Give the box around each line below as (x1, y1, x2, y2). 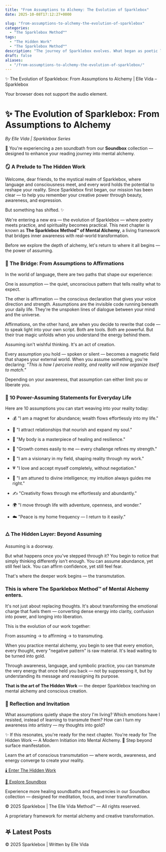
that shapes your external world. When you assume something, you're (5, 356, 148, 362)
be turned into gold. (5, 653, 45, 659)
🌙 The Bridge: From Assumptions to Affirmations (5, 260, 124, 267)
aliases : (5, 58, 23, 62)
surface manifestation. (5, 742, 51, 748)
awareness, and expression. (5, 197, 63, 203)
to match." (5, 366, 26, 372)
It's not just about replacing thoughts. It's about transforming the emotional (5, 603, 158, 609)
